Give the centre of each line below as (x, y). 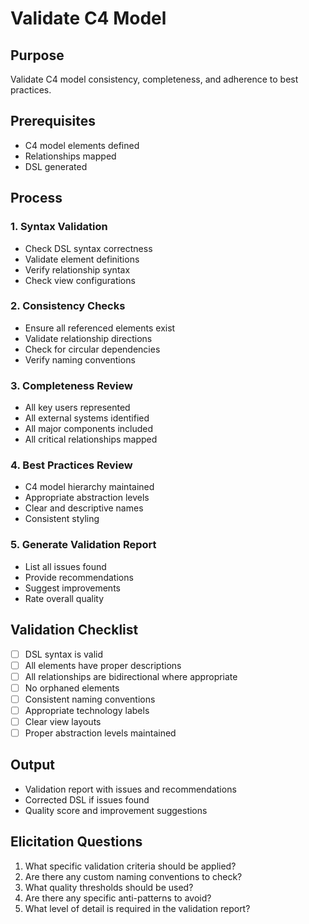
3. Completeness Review (71, 385)
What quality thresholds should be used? (109, 887)
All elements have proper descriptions (103, 665)
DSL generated (56, 166)
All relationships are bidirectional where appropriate (131, 676)
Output (32, 765)
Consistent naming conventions (90, 699)
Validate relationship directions (88, 338)
